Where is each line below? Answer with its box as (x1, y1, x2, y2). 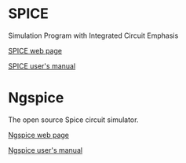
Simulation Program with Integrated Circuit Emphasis (8, 31, 179, 40)
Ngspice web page (8, 130, 69, 139)
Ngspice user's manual (8, 145, 83, 154)
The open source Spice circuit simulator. (8, 115, 139, 124)
